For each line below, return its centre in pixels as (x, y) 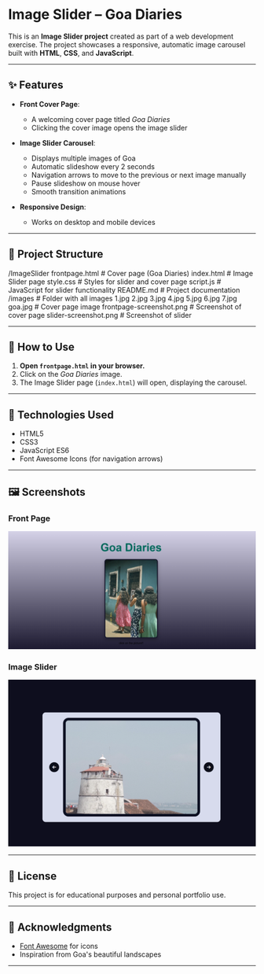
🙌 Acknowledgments (60, 927)
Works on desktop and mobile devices (93, 222)
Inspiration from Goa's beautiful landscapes (90, 954)
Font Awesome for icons (59, 946)
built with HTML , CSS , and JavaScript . (71, 53)
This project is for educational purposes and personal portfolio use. (117, 895)
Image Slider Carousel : (57, 142)
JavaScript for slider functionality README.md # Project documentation (124, 290)
